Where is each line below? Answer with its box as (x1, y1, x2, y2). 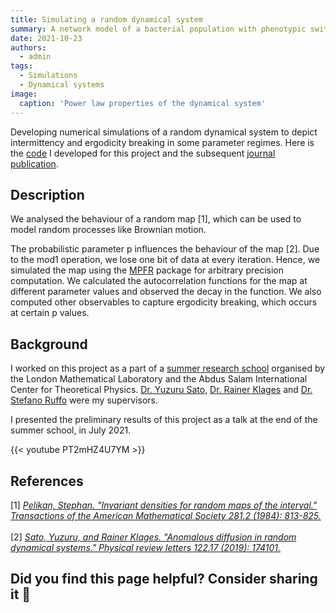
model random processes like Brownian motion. (10, 224, 207, 236)
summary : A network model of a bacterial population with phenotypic (10, 24, 307, 34)
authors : (10, 42, 47, 53)
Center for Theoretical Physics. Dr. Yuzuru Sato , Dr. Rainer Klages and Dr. (10, 384, 313, 396)
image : (10, 89, 38, 99)
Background (10, 336, 88, 353)
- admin (19, 52, 52, 62)
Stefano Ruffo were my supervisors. (10, 394, 159, 406)
